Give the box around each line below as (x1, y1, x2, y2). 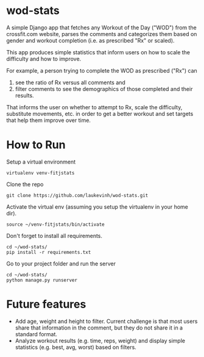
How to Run (6, 138, 66, 152)
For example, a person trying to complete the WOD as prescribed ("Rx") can (6, 67, 198, 74)
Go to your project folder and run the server (6, 260, 116, 267)
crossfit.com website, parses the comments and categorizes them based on (6, 30, 197, 37)
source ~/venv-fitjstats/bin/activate (6, 221, 105, 228)
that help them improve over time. (6, 117, 91, 124)
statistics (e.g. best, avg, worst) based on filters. (15, 343, 137, 351)
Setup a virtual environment (6, 158, 76, 165)
